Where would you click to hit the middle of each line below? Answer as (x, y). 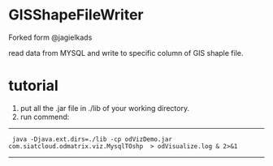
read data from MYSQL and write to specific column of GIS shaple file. (126, 53)
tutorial (33, 86)
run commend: (45, 117)
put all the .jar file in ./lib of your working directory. (104, 108)
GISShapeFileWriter (76, 15)
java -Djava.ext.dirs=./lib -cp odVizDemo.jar (92, 139)
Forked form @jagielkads (50, 37)
